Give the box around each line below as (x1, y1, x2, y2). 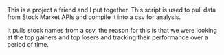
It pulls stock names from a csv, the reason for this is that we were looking (7, 26, 218, 34)
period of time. (7, 41, 49, 48)
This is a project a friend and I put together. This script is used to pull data (7, 6, 216, 14)
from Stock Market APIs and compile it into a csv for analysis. (7, 13, 181, 21)
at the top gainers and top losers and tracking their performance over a (7, 33, 208, 41)
